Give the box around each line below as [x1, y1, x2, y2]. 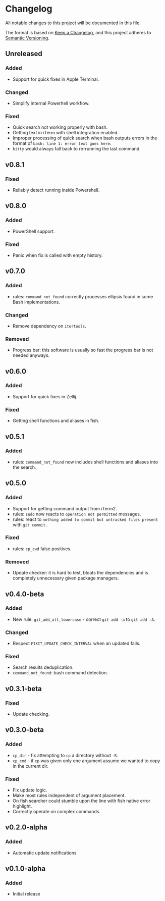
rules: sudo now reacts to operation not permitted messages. [12, 511, 141, 517]
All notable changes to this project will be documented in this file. [5, 20, 141, 26]
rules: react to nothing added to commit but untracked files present [12, 516, 158, 522]
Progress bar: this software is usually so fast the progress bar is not [12, 347, 153, 353]
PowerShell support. [12, 228, 55, 234]
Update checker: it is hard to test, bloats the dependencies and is [12, 570, 148, 576]
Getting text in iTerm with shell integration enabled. [12, 130, 119, 136]
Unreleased [5, 49, 43, 58]
